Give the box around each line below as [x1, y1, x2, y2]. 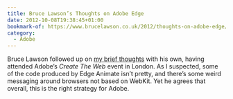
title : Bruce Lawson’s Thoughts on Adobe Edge [7, 10, 144, 17]
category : [7, 29, 36, 37]
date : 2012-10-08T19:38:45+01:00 [7, 17, 104, 24]
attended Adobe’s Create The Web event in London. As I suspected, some [7, 62, 218, 71]
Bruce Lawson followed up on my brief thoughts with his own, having [7, 55, 205, 63]
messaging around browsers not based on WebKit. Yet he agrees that [7, 77, 206, 85]
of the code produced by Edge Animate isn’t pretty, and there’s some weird [7, 70, 222, 78]
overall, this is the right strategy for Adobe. [7, 84, 130, 93]
